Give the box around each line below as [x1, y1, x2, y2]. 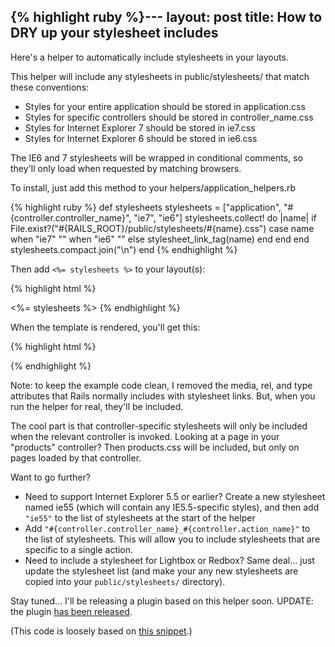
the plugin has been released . [10, 605, 133, 617]
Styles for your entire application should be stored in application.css [24, 100, 306, 112]
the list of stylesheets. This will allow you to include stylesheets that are [24, 533, 321, 545]
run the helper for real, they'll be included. [10, 400, 184, 412]
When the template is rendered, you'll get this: [10, 321, 201, 333]
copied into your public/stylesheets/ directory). [24, 575, 226, 587]
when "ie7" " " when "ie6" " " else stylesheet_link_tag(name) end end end [10, 233, 310, 245]
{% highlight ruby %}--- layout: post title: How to [10, 9, 323, 26]
